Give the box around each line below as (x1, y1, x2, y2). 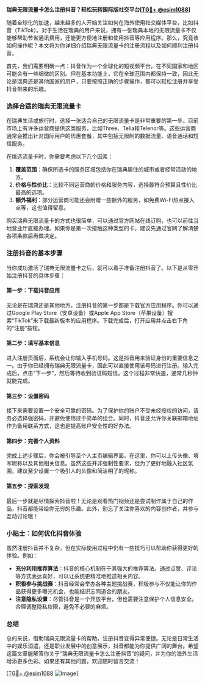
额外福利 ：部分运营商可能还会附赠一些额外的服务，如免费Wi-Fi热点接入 (15, 197, 195, 204)
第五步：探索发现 (6, 482, 49, 490)
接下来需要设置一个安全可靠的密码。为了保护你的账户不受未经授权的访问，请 (6, 407, 199, 414)
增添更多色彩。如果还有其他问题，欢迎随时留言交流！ (6, 657, 140, 665)
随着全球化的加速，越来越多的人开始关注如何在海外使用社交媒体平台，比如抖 (6, 19, 199, 26)
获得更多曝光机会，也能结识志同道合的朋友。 (20, 587, 133, 594)
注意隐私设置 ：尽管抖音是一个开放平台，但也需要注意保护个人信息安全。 (15, 595, 197, 602)
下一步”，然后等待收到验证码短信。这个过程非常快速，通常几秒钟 (35, 369, 198, 377)
